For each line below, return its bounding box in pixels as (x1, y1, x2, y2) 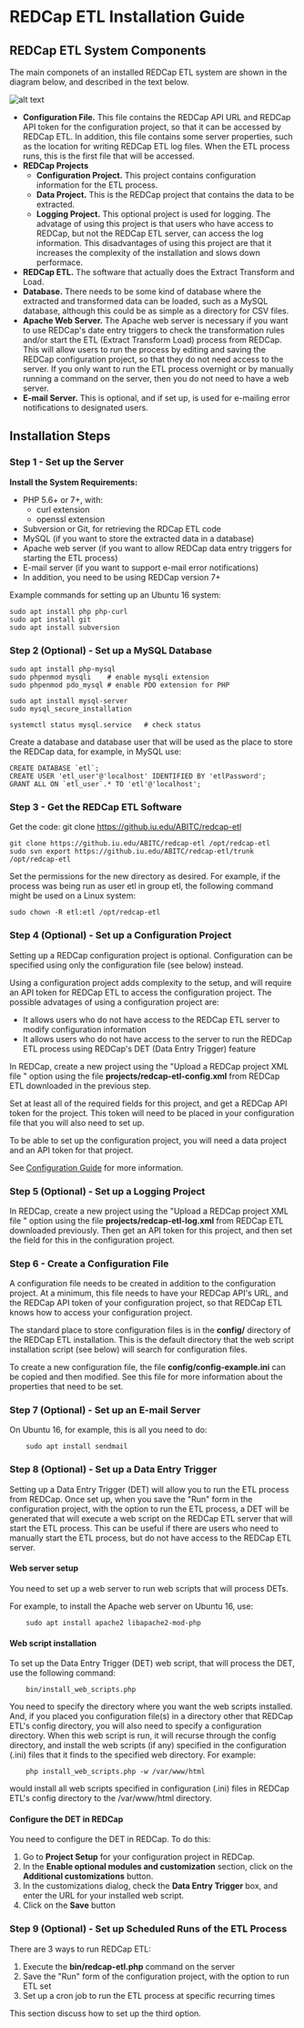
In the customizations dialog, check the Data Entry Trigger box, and (22, 1880, 279, 1891)
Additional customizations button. (22, 1870, 154, 1882)
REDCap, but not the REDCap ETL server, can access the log (35, 228, 264, 239)
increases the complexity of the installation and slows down (35, 248, 261, 258)
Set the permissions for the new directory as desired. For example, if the (9, 871, 280, 882)
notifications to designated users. (22, 403, 148, 413)
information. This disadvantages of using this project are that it (35, 238, 272, 248)
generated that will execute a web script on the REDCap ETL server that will (9, 1512, 293, 1523)
